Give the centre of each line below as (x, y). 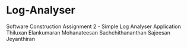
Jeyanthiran (21, 39)
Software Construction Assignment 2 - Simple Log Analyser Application (93, 26)
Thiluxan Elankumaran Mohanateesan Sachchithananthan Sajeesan (88, 32)
